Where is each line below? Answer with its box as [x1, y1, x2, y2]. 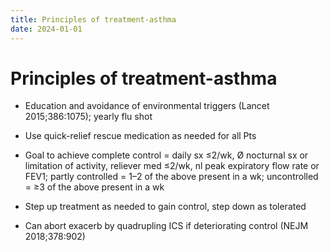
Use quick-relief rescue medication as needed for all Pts [24, 130, 257, 142]
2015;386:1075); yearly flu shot [24, 111, 153, 123]
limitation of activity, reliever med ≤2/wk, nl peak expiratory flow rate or [24, 160, 320, 172]
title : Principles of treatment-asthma [10, 14, 177, 25]
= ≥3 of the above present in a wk [24, 181, 165, 193]
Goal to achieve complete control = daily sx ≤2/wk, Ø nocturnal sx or [24, 149, 309, 161]
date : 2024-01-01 [10, 24, 83, 34]
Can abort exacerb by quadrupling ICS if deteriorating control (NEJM [24, 220, 309, 232]
